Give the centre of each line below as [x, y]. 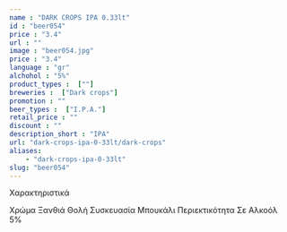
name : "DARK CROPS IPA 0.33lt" [70, 17]
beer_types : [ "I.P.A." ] [57, 109]
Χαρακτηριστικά [39, 193]
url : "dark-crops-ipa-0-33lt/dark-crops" [88, 142]
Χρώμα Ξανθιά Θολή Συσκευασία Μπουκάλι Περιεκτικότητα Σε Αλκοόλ [143, 211]
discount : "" [36, 126]
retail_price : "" [43, 117]
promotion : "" [38, 101]
